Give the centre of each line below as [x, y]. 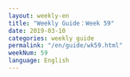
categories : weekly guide [51, 38]
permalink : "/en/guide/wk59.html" [66, 46]
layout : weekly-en [39, 16]
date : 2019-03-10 [37, 30]
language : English [39, 61]
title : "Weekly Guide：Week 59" [61, 23]
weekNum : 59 [28, 53]
